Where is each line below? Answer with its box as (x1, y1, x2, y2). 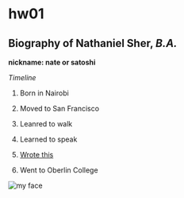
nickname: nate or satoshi (8, 57, 96, 67)
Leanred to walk (19, 119, 73, 128)
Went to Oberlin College (19, 165, 98, 175)
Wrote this (19, 150, 54, 159)
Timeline (8, 73, 36, 82)
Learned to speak (19, 134, 78, 144)
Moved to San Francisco (19, 104, 100, 113)
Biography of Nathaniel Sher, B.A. (8, 37, 178, 50)
